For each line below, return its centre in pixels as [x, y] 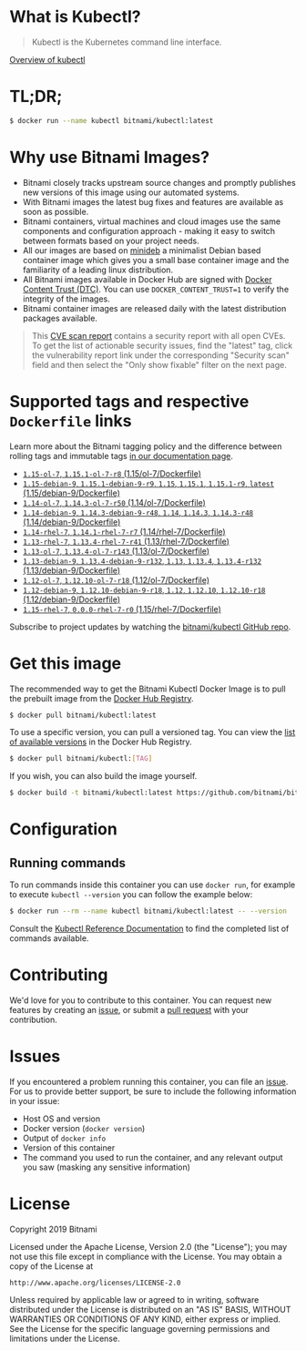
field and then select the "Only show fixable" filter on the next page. [159, 364]
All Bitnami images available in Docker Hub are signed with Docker [147, 279]
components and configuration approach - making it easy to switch [149, 230]
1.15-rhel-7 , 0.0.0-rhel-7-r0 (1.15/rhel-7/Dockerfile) [122, 609]
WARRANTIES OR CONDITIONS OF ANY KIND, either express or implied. [145, 1319]
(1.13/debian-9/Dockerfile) [71, 570]
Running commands [67, 863]
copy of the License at [51, 1266]
